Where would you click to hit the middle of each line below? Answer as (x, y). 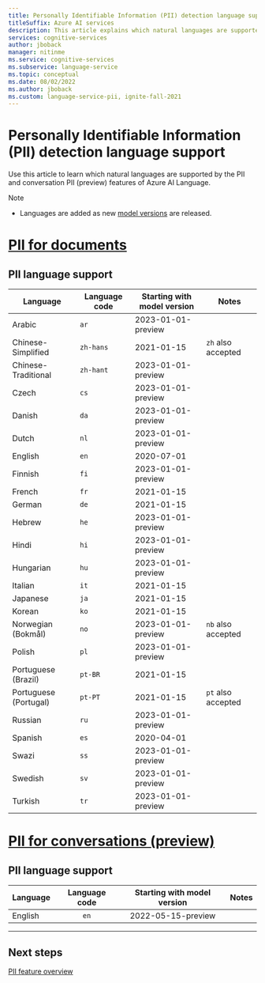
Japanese (30, 599)
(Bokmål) (29, 634)
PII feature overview (41, 971)
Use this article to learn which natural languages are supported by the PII (127, 174)
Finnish (26, 474)
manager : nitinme (37, 52)
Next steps (35, 953)
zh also (219, 342)
